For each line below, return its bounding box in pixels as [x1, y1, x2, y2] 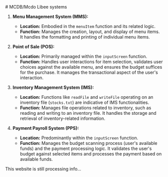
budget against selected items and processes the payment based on [20, 151, 162, 156]
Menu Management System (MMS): [12, 14, 89, 20]
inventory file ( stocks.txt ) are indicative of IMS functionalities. [20, 99, 149, 105]
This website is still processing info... [5, 166, 82, 171]
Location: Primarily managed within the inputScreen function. [20, 54, 147, 59]
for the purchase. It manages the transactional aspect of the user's [20, 69, 158, 75]
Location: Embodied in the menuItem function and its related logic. [20, 24, 155, 29]
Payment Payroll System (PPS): [12, 125, 79, 131]
